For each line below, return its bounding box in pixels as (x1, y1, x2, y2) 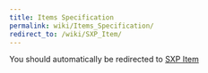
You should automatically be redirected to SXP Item (9, 54, 200, 65)
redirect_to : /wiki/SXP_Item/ (9, 29, 123, 38)
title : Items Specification (9, 12, 115, 22)
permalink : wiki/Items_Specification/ (9, 21, 154, 30)
